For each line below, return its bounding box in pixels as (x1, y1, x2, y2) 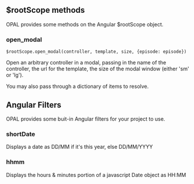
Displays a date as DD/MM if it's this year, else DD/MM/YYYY (6, 144, 153, 151)
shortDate (6, 130, 36, 138)
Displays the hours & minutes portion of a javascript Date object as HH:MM (6, 171, 186, 178)
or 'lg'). (6, 71, 24, 79)
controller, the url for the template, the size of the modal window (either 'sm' (6, 65, 189, 73)
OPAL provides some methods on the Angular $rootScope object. (6, 21, 164, 28)
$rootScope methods (6, 5, 85, 15)
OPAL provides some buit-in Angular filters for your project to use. (6, 115, 165, 122)
